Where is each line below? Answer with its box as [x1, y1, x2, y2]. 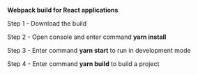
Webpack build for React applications [7, 6, 119, 14]
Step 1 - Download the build [7, 19, 87, 27]
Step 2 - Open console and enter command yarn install [7, 33, 167, 41]
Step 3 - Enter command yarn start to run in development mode [7, 47, 191, 54]
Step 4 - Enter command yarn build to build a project [7, 60, 160, 68]
